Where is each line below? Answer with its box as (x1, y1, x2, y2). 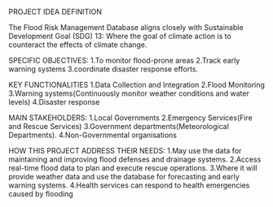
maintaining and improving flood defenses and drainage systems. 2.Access (8, 154, 262, 164)
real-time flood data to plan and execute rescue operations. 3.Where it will (8, 163, 258, 173)
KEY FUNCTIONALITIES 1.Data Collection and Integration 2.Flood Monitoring (8, 80, 265, 89)
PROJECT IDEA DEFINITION (8, 7, 103, 16)
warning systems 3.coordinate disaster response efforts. (8, 64, 198, 74)
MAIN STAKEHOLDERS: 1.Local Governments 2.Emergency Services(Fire (8, 113, 253, 123)
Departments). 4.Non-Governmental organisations (8, 130, 178, 140)
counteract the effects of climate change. (8, 40, 148, 50)
